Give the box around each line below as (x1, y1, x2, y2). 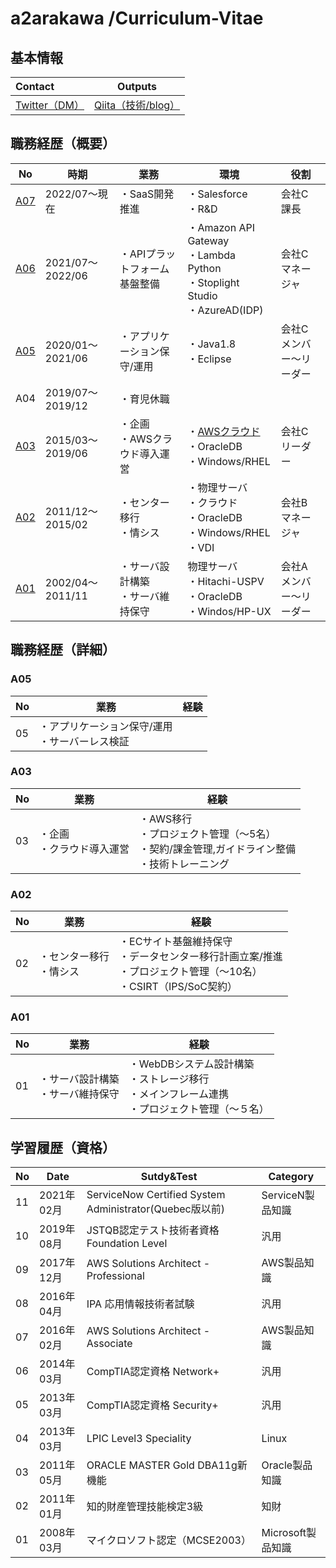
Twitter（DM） (15, 98, 85, 112)
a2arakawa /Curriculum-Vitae (10, 7, 264, 30)
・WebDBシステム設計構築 (128, 1057, 255, 1071)
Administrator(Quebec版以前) (86, 1202, 225, 1216)
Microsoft (261, 1526, 307, 1540)
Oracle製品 (261, 1458, 313, 1472)
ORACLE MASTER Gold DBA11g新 (86, 1458, 248, 1472)
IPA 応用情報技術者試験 (86, 1297, 195, 1311)
